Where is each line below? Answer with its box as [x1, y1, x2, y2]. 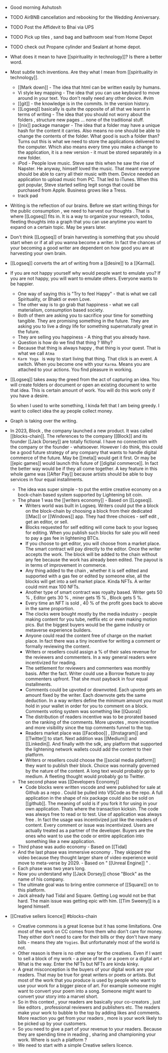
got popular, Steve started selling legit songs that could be [17, 182, 141, 188]
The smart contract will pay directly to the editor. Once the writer [25, 546, 161, 552]
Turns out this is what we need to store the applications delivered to [17, 139, 160, 144]
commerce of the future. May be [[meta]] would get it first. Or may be [10, 455, 156, 461]
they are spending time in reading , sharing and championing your [17, 1032, 156, 1037]
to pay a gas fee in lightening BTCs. [25, 535, 100, 541]
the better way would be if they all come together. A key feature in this [10, 466, 158, 471]
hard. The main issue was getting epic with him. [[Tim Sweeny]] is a [17, 898, 160, 904]
